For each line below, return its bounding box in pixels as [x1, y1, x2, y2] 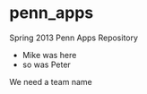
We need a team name [9, 76, 92, 87]
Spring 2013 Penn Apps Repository [9, 32, 139, 43]
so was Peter [22, 59, 72, 70]
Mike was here [22, 49, 77, 60]
